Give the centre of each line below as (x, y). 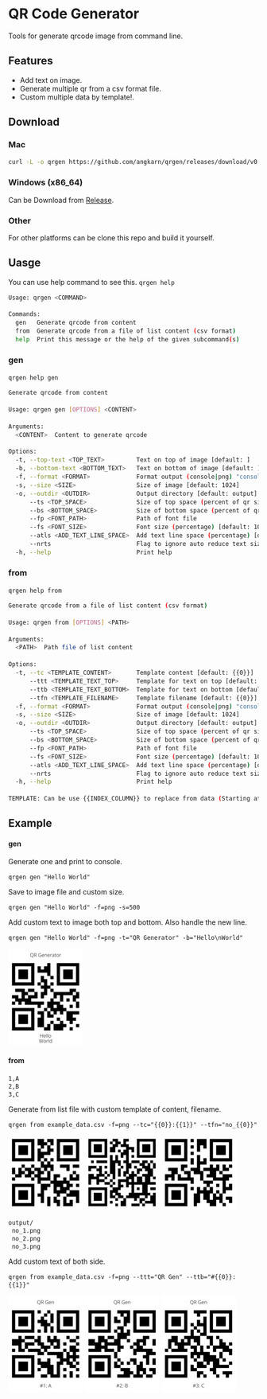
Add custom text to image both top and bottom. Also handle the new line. (128, 922)
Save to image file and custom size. (66, 891)
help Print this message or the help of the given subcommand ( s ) (128, 340)
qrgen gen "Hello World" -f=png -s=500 (74, 907)
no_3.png (26, 1246)
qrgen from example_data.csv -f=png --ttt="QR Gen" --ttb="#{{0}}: (122, 1277)
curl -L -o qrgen (37, 162)
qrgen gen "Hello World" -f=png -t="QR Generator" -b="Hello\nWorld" (126, 937)
